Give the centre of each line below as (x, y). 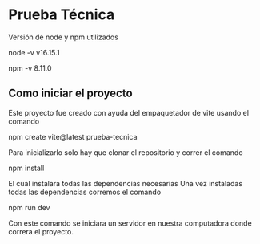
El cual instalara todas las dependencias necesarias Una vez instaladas (125, 183)
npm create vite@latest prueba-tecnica (73, 136)
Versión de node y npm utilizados (63, 37)
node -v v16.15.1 (34, 52)
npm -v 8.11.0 (30, 68)
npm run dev (29, 207)
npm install (26, 168)
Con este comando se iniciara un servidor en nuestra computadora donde (130, 223)
